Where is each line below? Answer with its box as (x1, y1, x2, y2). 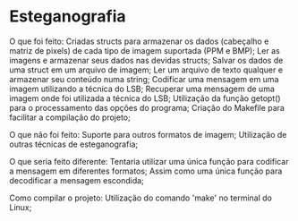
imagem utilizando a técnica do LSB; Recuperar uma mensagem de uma (9, 83, 276, 94)
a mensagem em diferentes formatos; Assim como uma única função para (9, 166, 283, 176)
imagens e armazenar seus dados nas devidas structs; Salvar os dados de (9, 55, 284, 65)
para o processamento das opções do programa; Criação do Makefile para (9, 102, 285, 113)
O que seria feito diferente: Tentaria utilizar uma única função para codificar (9, 156, 289, 166)
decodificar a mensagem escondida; (9, 174, 145, 185)
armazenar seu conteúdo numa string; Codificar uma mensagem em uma (9, 73, 279, 84)
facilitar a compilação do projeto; (9, 112, 132, 123)
